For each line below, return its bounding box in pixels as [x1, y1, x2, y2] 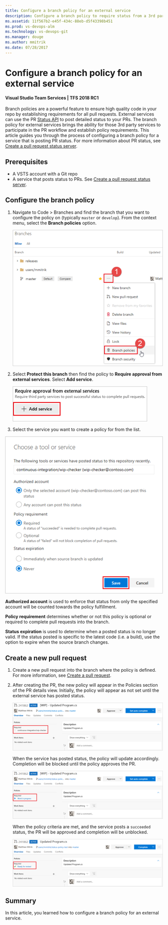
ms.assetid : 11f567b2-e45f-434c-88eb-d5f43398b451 [5, 19, 113, 24]
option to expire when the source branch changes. [5, 639, 109, 645]
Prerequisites [5, 158, 48, 166]
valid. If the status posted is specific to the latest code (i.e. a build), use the [5, 634, 160, 640]
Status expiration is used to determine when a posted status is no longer [5, 629, 156, 635]
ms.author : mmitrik [5, 40, 46, 45]
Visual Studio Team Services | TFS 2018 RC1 [5, 95, 99, 101]
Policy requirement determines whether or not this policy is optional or [5, 614, 151, 620]
